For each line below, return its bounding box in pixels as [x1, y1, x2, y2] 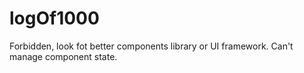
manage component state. [9, 50, 118, 62]
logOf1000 [9, 7, 100, 30]
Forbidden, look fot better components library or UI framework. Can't [9, 40, 294, 52]
